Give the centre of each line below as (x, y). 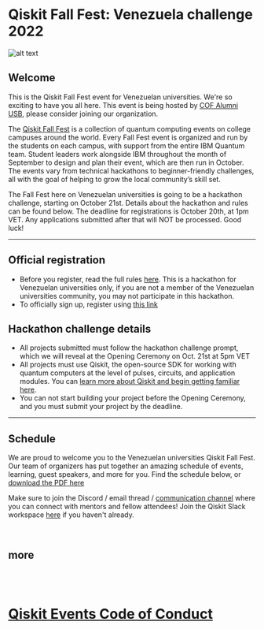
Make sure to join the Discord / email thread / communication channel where (132, 498)
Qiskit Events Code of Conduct (111, 614)
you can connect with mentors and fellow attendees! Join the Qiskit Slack (127, 507)
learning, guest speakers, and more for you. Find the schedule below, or (125, 475)
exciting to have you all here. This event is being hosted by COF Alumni (123, 105)
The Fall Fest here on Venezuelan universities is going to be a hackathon (125, 194)
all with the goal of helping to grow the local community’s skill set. (115, 179)
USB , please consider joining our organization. (83, 114)
